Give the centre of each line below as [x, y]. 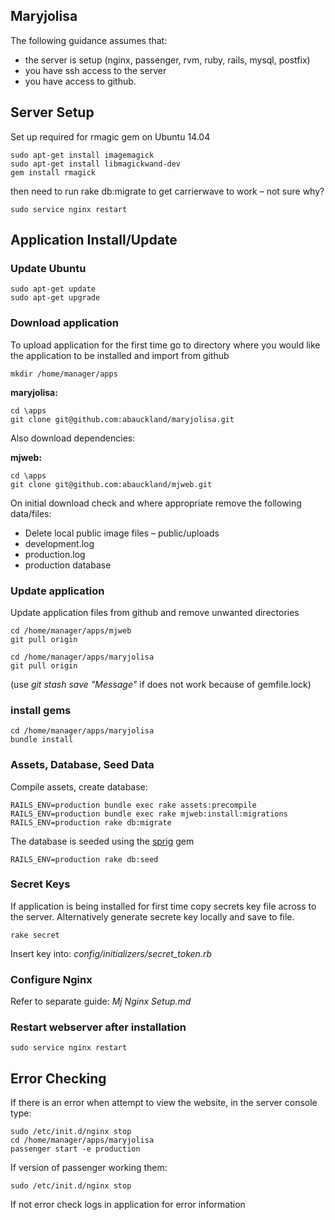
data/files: [31, 513]
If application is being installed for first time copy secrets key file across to [163, 906]
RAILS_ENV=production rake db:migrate [91, 822]
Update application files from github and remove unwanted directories [155, 612]
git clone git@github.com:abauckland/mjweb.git [111, 484]
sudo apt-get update [53, 289]
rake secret [35, 935]
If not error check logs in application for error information [128, 1205]
